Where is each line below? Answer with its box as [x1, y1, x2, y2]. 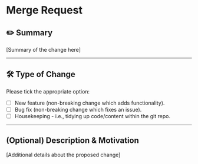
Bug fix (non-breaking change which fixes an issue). [14, 106, 142, 113]
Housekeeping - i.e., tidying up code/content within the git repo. [14, 112, 171, 119]
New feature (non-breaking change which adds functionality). [14, 99, 165, 106]
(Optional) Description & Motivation [6, 136, 140, 146]
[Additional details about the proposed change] [6, 151, 121, 158]
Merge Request [6, 4, 82, 17]
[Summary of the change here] [6, 46, 81, 53]
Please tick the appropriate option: [6, 88, 90, 95]
